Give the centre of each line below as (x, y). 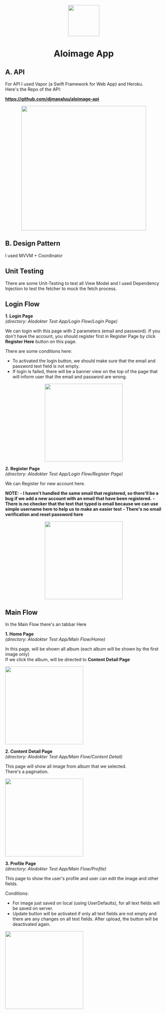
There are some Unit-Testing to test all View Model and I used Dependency (82, 283)
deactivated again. (31, 924)
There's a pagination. (27, 772)
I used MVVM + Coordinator (34, 255)
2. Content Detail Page (29, 751)
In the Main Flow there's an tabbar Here (46, 624)
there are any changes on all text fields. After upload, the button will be (85, 919)
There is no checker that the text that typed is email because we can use (82, 504)
